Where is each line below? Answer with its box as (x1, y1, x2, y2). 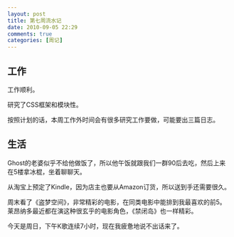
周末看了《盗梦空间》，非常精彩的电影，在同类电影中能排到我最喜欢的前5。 (7, 197, 226, 206)
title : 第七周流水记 (7, 17, 62, 24)
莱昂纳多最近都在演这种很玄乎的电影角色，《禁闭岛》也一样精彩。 (7, 206, 198, 215)
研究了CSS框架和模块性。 (7, 100, 83, 109)
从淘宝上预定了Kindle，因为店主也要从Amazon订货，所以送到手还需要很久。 (7, 182, 231, 191)
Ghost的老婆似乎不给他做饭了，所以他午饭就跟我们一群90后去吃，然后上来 (7, 158, 226, 167)
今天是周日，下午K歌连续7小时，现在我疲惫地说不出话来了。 (7, 221, 184, 230)
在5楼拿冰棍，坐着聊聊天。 (7, 167, 87, 176)
